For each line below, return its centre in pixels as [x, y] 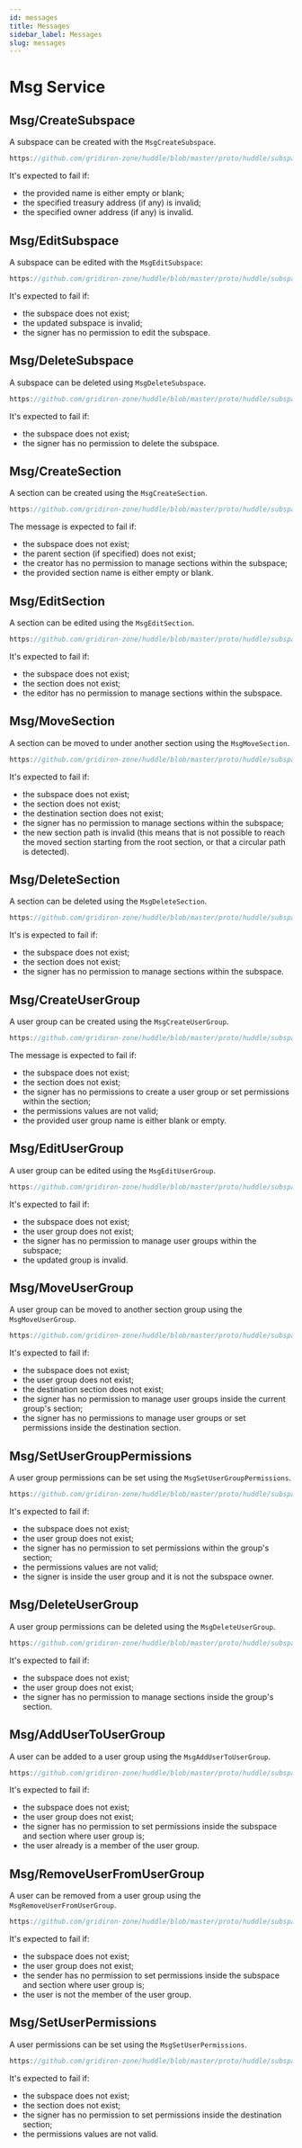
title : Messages [40, 26]
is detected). [46, 851]
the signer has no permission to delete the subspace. [121, 443]
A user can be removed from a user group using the [105, 1896]
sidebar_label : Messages [56, 34]
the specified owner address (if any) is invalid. [108, 212]
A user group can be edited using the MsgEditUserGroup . [112, 1170]
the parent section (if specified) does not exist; [109, 553]
